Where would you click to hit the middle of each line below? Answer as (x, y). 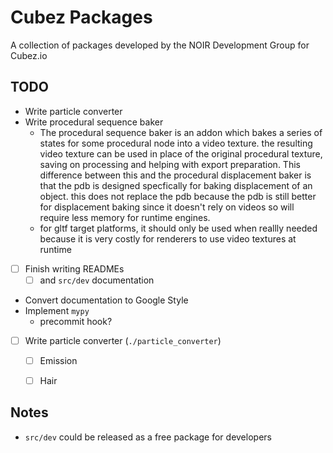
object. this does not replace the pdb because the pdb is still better (178, 196)
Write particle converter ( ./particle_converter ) (123, 340)
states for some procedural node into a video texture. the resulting (176, 143)
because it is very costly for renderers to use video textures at (168, 238)
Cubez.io (29, 55)
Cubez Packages (81, 17)
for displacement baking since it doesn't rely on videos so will (167, 207)
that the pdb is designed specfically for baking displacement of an (176, 185)
